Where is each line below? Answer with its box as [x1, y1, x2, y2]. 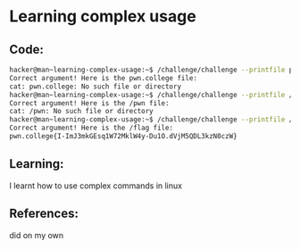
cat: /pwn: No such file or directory [9, 107, 154, 116]
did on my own [9, 229, 64, 240]
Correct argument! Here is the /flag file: [9, 123, 174, 133]
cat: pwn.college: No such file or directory [9, 82, 181, 91]
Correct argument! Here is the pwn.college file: [9, 73, 198, 82]
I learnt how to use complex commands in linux [9, 180, 183, 191]
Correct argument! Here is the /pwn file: [9, 98, 170, 108]
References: [9, 206, 79, 221]
